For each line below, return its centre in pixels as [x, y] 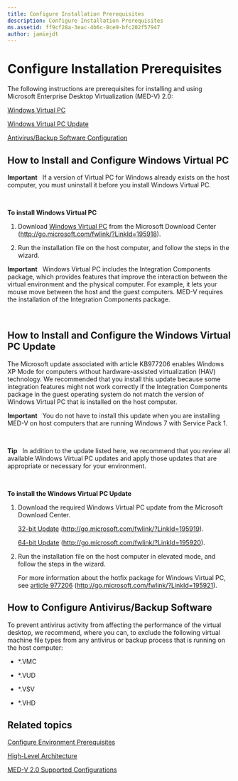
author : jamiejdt [33, 34]
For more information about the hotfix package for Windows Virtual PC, [121, 577]
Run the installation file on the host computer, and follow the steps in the [123, 248]
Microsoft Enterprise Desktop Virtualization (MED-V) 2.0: [90, 96]
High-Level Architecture [43, 756]
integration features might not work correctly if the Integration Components [118, 386]
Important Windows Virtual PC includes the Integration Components [109, 269]
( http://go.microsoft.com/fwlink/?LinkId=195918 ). [89, 234]
